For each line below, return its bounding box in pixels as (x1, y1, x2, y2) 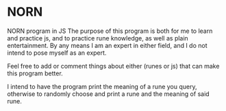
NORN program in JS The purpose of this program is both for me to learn (7, 27, 213, 35)
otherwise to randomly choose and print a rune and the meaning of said (7, 90, 210, 98)
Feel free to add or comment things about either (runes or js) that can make (7, 62, 220, 70)
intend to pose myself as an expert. (7, 49, 107, 57)
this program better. (7, 69, 63, 77)
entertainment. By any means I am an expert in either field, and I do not (7, 41, 208, 49)
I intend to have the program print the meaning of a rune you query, (7, 82, 197, 90)
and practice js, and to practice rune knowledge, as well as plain (7, 34, 188, 42)
